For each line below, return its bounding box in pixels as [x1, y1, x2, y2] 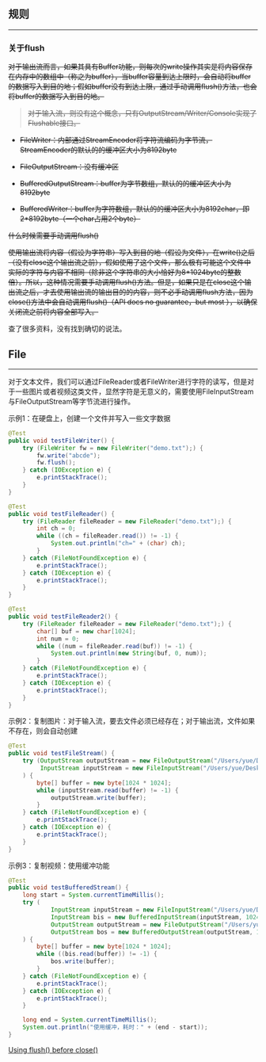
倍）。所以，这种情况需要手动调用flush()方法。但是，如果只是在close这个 [8, 277, 245, 287]
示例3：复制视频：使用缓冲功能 [8, 861, 110, 870]
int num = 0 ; [36, 635, 80, 643]
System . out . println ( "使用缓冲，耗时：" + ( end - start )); [22, 1023, 208, 1032]
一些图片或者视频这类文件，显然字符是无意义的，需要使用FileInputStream [14, 387, 254, 396]
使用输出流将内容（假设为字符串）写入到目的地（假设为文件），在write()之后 [8, 248, 256, 258]
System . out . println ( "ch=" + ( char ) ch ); [50, 540, 186, 548]
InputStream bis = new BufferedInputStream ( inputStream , [50, 913, 243, 921]
